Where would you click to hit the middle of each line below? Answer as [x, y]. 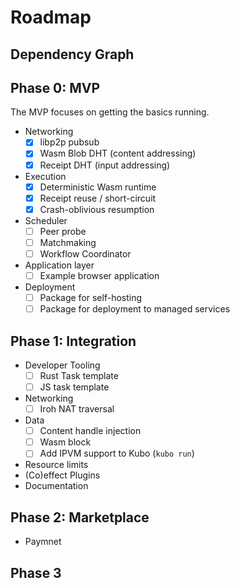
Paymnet [43, 542]
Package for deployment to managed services [135, 309]
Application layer [59, 265]
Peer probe [63, 231]
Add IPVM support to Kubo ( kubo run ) [117, 453]
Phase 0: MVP [55, 87]
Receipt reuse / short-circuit [98, 198]
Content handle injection [90, 431]
